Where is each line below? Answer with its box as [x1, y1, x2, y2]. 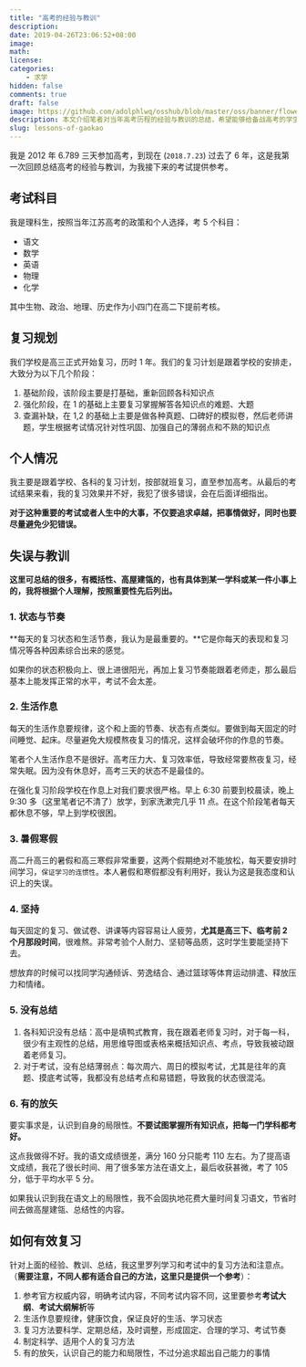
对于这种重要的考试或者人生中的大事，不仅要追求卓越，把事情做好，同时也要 [9, 508, 297, 519]
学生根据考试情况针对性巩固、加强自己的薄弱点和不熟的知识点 [38, 421, 270, 432]
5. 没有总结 [9, 1004, 58, 1016]
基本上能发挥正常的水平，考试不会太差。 [9, 675, 161, 686]
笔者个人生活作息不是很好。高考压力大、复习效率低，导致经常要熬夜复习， [9, 753, 289, 764]
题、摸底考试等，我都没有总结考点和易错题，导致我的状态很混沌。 [22, 1072, 270, 1083]
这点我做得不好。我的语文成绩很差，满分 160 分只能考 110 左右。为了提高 [9, 1151, 283, 1162]
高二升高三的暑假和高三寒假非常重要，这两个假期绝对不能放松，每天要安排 [9, 855, 289, 866]
